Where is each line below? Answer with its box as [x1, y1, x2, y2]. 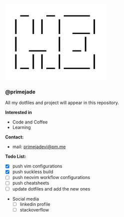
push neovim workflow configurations [12, 174, 91, 180]
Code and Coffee [12, 119, 48, 125]
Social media [12, 195, 39, 201]
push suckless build [12, 169, 54, 175]
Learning [12, 124, 31, 130]
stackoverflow [19, 206, 49, 212]
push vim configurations [12, 163, 62, 169]
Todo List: [5, 153, 26, 159]
